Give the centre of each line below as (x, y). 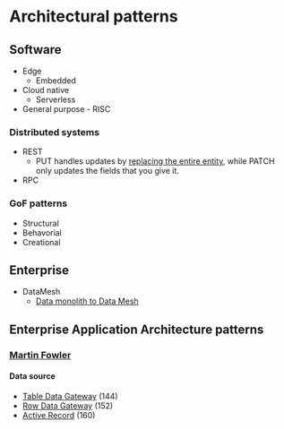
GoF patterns (39, 203)
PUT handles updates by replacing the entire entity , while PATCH (155, 161)
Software (35, 50)
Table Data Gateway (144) (70, 396)
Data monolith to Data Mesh (87, 301)
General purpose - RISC (66, 109)
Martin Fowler (40, 355)
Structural (41, 223)
